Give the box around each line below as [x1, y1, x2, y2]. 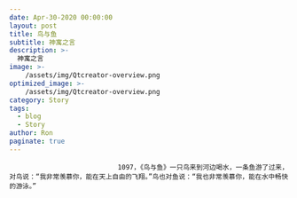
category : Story [9, 95, 69, 105]
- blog [17, 112, 42, 121]
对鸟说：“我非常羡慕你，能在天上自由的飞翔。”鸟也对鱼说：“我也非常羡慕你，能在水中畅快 [9, 172, 289, 181]
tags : [9, 104, 29, 113]
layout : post [9, 21, 58, 30]
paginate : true [9, 137, 66, 146]
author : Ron [9, 129, 53, 138]
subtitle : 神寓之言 [9, 37, 76, 47]
